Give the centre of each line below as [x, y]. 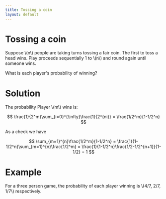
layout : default [22, 14]
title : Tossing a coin [29, 10]
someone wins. [21, 63]
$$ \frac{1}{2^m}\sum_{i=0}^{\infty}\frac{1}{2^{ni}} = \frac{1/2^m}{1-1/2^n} [83, 117]
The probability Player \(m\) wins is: [41, 107]
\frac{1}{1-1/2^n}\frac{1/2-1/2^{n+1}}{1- [122, 147]
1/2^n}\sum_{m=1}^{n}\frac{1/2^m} [41, 147]
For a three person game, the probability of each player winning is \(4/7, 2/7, [83, 186]
